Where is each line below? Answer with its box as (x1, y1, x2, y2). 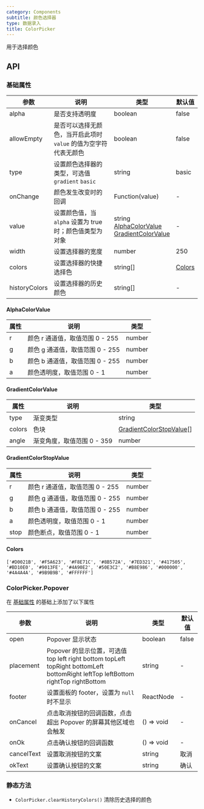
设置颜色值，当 (53, 208, 97, 217)
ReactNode (142, 693, 174, 701)
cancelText (9, 749, 41, 758)
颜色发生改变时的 (53, 188, 103, 196)
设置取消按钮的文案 (46, 750, 102, 759)
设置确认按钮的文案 (46, 762, 102, 770)
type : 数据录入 (6, 20, 41, 26)
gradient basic (53, 178, 96, 185)
